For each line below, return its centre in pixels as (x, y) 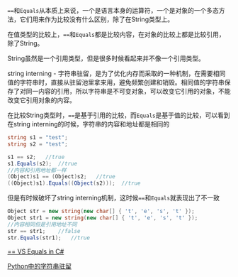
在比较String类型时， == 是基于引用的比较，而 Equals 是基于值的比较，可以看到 (119, 115)
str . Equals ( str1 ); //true (49, 238)
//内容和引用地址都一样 (37, 170)
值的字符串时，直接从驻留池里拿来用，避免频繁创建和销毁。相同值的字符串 (116, 82)
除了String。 (25, 43)
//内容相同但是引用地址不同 (42, 224)
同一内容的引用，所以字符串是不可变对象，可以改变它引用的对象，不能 (128, 91)
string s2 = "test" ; (38, 144)
